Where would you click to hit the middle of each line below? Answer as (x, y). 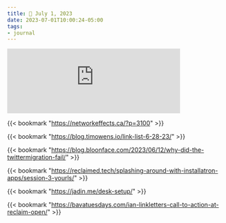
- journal (21, 33)
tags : (15, 26)
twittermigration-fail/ (37, 157)
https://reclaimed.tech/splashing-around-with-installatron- (134, 171)
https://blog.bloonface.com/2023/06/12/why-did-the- (128, 150)
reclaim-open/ (27, 212)
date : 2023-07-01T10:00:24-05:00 (55, 20)
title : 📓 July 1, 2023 (40, 13)
